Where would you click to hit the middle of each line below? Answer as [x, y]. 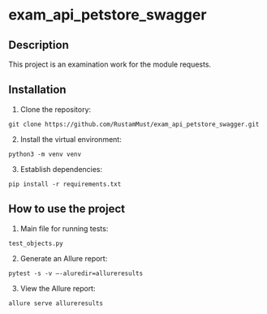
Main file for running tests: [64, 228]
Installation [37, 90]
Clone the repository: [56, 109]
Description [39, 45]
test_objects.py [36, 243]
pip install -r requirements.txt [65, 184]
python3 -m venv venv [45, 154]
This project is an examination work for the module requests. [110, 64]
